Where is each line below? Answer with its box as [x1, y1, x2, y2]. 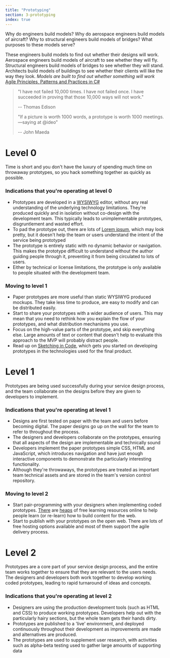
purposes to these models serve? [5, 42, 75, 48]
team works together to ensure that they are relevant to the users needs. [5, 569, 157, 575]
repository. [12, 477, 36, 484]
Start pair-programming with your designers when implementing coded [12, 502, 162, 508]
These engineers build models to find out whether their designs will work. [5, 52, 159, 58]
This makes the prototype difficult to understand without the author [12, 248, 154, 254]
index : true [5, 17, 30, 22]
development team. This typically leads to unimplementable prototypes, [12, 215, 163, 221]
